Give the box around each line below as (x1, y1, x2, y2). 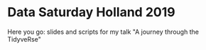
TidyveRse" (7, 35, 41, 43)
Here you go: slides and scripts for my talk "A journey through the (7, 27, 199, 36)
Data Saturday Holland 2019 (7, 4, 175, 20)
